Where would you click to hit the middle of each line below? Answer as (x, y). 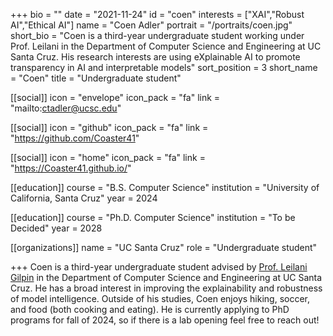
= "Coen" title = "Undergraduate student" (96, 78)
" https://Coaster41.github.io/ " (71, 168)
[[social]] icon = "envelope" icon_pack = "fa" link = (115, 97)
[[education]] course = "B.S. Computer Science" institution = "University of (165, 187)
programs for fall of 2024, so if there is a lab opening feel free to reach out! (165, 320)
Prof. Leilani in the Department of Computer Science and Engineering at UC (166, 46)
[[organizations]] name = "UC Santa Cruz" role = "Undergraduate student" (164, 247)
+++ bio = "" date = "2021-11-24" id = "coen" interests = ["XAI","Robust (157, 14)
